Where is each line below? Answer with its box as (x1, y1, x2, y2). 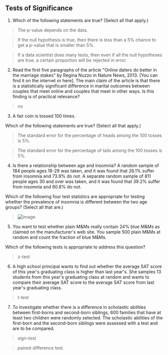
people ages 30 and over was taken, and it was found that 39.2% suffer (12, 178, 160, 185)
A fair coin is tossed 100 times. (12, 113, 76, 119)
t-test (17, 294, 29, 300)
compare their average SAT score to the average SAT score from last (12, 279, 154, 285)
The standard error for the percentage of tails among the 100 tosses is (17, 147, 162, 153)
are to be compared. (12, 325, 55, 331)
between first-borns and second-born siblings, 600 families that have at (12, 309, 161, 315)
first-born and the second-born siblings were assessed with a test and (12, 320, 158, 326)
